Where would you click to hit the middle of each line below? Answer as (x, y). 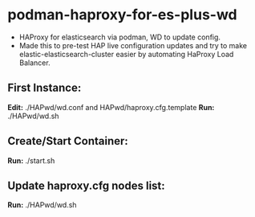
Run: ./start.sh (31, 160)
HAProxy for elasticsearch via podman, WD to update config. (120, 37)
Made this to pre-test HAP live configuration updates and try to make (133, 45)
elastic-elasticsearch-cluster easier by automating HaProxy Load (126, 54)
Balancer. (34, 63)
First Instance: (45, 88)
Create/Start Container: (68, 141)
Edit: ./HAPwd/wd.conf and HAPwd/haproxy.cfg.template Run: (111, 107)
